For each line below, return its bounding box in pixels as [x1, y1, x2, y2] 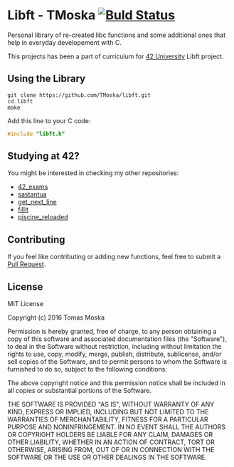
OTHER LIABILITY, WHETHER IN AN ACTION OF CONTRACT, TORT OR [7, 438, 215, 446]
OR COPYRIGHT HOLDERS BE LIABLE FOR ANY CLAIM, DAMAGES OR [7, 431, 213, 439]
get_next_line [17, 198, 57, 206]
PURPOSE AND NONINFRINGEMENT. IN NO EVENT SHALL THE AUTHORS [7, 423, 226, 431]
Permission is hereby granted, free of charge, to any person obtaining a [7, 327, 217, 336]
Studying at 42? [7, 150, 80, 162]
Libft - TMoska [7, 7, 96, 23]
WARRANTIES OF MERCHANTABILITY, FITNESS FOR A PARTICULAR [7, 415, 208, 424]
